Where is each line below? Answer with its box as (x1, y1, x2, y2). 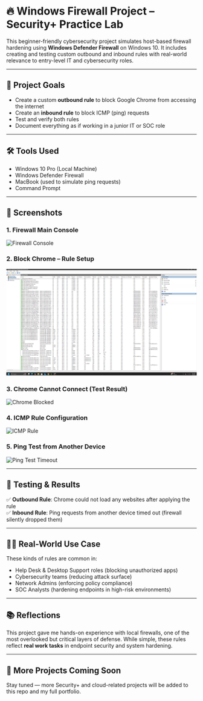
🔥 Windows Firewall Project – (6, 4, 155, 18)
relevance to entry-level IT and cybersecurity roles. (6, 56, 134, 64)
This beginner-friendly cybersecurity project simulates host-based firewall (6, 38, 192, 45)
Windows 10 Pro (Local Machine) (14, 165, 97, 172)
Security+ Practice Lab (6, 18, 124, 32)
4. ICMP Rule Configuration (6, 414, 88, 422)
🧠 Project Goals (6, 80, 65, 90)
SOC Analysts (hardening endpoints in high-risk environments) (14, 586, 172, 593)
